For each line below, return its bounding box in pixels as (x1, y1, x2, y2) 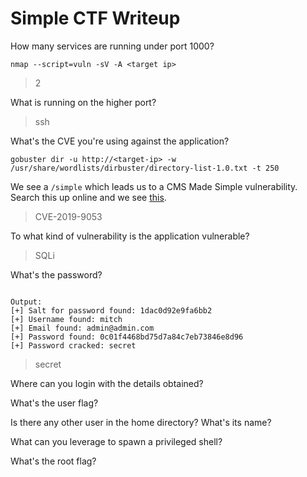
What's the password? (10, 268, 103, 281)
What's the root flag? (10, 455, 97, 467)
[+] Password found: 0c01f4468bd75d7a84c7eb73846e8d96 (10, 332, 244, 342)
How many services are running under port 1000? (10, 40, 215, 52)
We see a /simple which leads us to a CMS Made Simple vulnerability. (10, 180, 298, 192)
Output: (10, 297, 43, 307)
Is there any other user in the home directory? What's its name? (10, 416, 272, 428)
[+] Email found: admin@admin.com (10, 323, 155, 333)
